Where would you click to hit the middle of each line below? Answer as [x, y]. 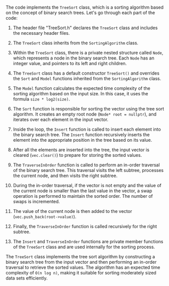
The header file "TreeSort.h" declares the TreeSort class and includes [85, 28]
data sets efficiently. [27, 278]
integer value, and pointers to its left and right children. [70, 63]
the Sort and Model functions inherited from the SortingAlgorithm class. [87, 78]
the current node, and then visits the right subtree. [65, 176]
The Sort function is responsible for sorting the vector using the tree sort [89, 109]
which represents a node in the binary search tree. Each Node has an [84, 58]
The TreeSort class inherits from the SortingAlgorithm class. [76, 43]
